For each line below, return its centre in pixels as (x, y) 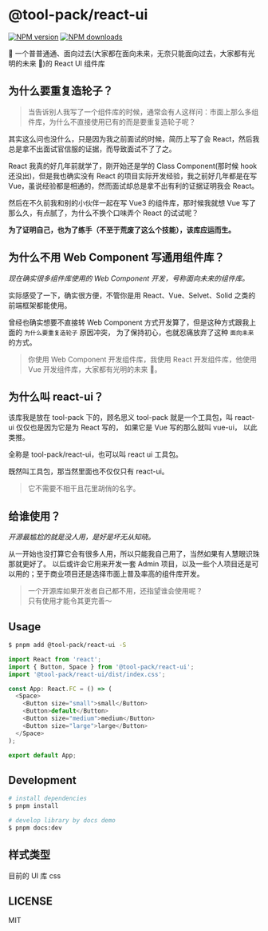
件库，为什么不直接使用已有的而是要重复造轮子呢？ (112, 122)
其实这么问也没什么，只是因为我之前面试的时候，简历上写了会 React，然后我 (134, 138)
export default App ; (43, 755)
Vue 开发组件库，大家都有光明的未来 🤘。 (95, 369)
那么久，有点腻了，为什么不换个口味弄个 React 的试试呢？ (104, 213)
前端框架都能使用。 (40, 305)
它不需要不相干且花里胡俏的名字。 (84, 489)
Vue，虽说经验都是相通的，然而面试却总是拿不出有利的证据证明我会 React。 (134, 186)
